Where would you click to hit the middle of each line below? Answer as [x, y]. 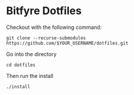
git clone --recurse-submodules [46, 38]
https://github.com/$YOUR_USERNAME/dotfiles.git [67, 43]
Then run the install [30, 76]
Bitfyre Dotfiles [44, 11]
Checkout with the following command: [54, 27]
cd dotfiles [21, 65]
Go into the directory [31, 54]
